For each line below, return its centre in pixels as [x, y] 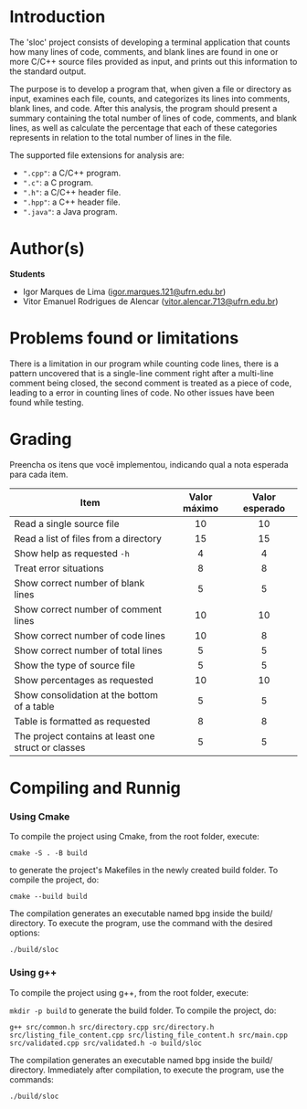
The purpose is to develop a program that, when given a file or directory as [151, 89]
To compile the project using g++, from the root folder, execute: [129, 992]
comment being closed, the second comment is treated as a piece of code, [151, 383]
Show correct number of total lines [88, 650]
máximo [201, 508]
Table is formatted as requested [82, 721]
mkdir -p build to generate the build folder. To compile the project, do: [143, 1010]
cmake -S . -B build [49, 853]
